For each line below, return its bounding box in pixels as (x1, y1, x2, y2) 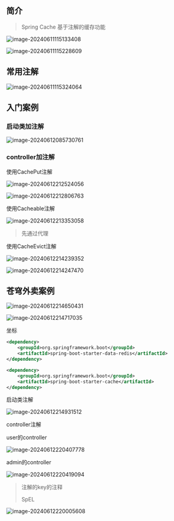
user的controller (6, 434, 47, 442)
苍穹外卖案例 (6, 286, 55, 296)
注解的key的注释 (21, 484, 63, 491)
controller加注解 (6, 153, 55, 161)
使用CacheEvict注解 (6, 242, 57, 249)
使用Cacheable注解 (6, 204, 55, 212)
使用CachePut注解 (6, 168, 53, 176)
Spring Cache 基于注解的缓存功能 (21, 23, 106, 31)
